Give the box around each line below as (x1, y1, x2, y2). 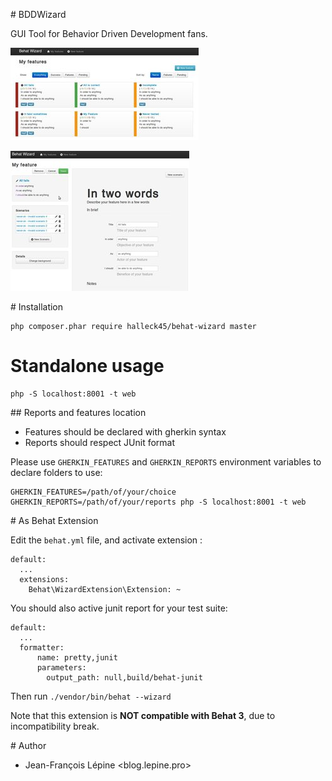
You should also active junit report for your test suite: (10, 602, 228, 614)
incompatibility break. (10, 720, 100, 732)
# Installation (10, 301, 64, 313)
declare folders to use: (10, 466, 103, 478)
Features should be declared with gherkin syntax (24, 425, 227, 438)
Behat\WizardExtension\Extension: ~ (28, 584, 182, 594)
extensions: (19, 574, 70, 584)
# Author (10, 739, 47, 751)
